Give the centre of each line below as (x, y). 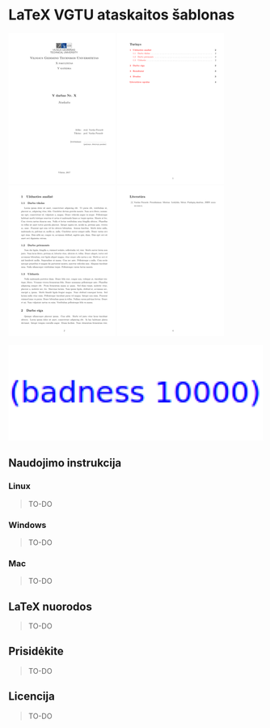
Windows (27, 525)
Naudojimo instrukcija (65, 463)
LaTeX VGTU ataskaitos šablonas (122, 15)
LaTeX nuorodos (51, 606)
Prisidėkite (36, 651)
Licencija (32, 697)
